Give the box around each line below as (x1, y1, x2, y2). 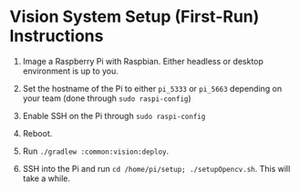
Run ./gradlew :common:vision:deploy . (22, 146, 170, 156)
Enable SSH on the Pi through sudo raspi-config (22, 110, 206, 121)
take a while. (22, 173, 71, 184)
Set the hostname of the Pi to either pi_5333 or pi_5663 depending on (22, 83, 283, 94)
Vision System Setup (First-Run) (9, 6, 260, 27)
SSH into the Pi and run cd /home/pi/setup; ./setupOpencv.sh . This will (22, 163, 291, 174)
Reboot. (22, 127, 53, 138)
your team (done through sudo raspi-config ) (22, 93, 191, 104)
